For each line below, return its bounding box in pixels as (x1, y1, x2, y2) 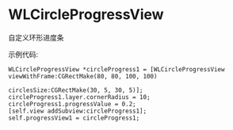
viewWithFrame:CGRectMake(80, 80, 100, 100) (8, 72, 158, 80)
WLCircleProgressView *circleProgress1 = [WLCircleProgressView (8, 65, 225, 73)
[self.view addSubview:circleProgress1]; (8, 107, 147, 115)
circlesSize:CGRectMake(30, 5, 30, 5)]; (8, 86, 144, 94)
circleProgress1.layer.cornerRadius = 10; (8, 93, 151, 101)
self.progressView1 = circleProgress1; (8, 113, 140, 122)
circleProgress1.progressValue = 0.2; (8, 100, 136, 108)
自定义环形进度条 (8, 32, 64, 42)
